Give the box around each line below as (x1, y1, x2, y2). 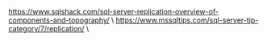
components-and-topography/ (8, 15, 111, 25)
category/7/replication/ (8, 24, 85, 33)
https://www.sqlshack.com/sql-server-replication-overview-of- (8, 7, 219, 16)
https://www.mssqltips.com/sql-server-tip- (115, 15, 259, 25)
